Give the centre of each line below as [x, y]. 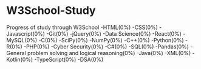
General [16, 53]
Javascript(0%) [26, 33]
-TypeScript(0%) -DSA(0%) [69, 59]
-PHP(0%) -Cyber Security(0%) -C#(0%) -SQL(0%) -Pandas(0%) [106, 47]
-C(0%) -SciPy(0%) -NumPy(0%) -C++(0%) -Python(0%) [111, 40]
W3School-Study [51, 11]
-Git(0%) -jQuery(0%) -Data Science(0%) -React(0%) [114, 33]
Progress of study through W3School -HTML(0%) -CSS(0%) [82, 27]
